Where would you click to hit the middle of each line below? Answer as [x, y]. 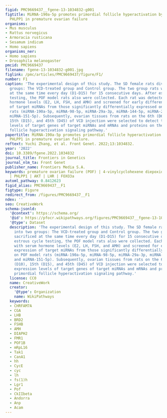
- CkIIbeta [21, 394]
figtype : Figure [22, 190]
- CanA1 [18, 357]
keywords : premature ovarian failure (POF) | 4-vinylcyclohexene [74, 172]
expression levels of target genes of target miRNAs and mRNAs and [85, 269]
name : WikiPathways [34, 297]
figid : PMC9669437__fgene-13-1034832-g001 [50, 10]
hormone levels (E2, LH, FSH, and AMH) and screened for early [76, 103]
